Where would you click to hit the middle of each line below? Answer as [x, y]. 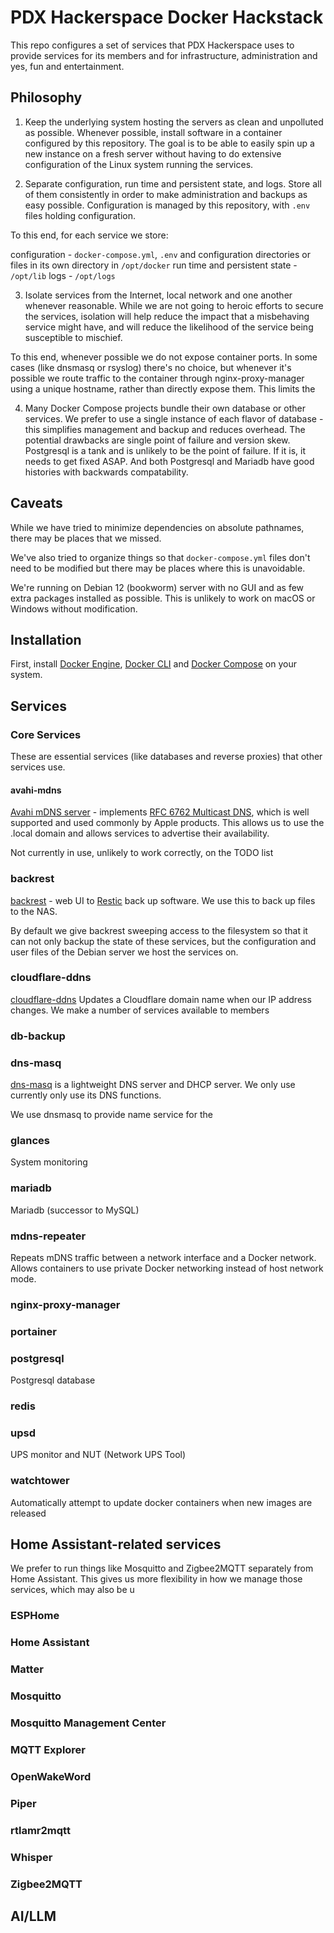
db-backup [38, 1036]
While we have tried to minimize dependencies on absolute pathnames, [157, 527]
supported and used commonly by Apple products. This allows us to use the [167, 823]
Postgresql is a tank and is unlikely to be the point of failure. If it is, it [165, 450]
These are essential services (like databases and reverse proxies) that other [166, 757]
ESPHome [35, 1616]
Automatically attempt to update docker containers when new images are [161, 1502]
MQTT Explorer [48, 1749]
